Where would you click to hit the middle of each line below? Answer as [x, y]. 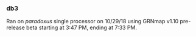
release [16, 27]
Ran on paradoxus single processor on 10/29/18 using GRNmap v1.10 [93, 21]
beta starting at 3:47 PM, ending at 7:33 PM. [82, 27]
